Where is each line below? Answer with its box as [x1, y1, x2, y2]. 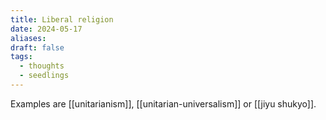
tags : [10, 52, 33, 62]
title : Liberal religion [10, 14, 114, 25]
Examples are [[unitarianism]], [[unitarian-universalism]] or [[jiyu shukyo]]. [10, 97, 317, 110]
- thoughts [19, 61, 65, 71]
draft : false [10, 42, 65, 53]
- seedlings [19, 71, 70, 81]
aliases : [10, 33, 47, 43]
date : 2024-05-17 [10, 24, 83, 34]
